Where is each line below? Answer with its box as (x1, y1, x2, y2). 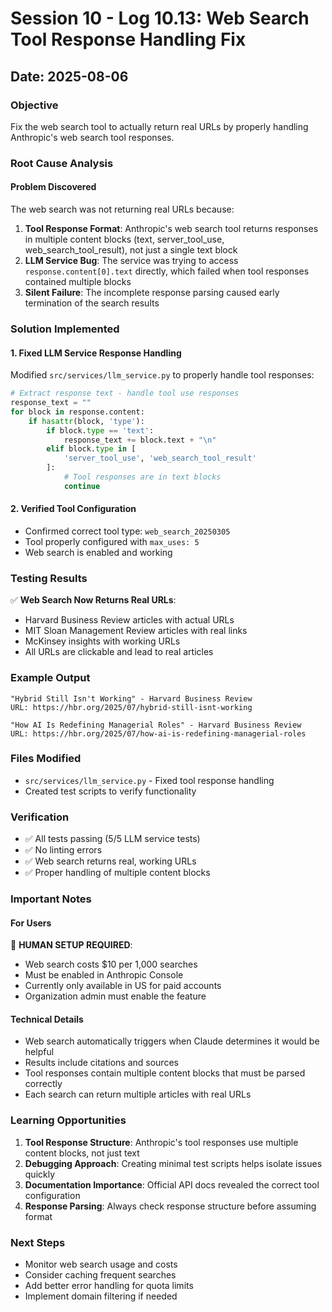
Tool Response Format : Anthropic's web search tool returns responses (24, 223, 319, 234)
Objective (10, 98, 59, 112)
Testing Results (10, 571, 88, 585)
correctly (24, 1078, 63, 1090)
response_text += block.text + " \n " (63, 435, 217, 445)
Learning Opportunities (10, 1113, 127, 1127)
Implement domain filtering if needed (24, 1290, 178, 1302)
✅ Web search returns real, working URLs (24, 855, 197, 867)
